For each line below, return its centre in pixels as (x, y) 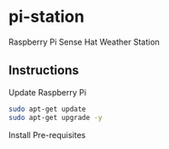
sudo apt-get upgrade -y (55, 117)
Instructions (44, 70)
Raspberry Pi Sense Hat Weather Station (84, 42)
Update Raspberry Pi (48, 92)
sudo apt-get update (48, 109)
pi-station (47, 17)
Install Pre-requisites (47, 134)
